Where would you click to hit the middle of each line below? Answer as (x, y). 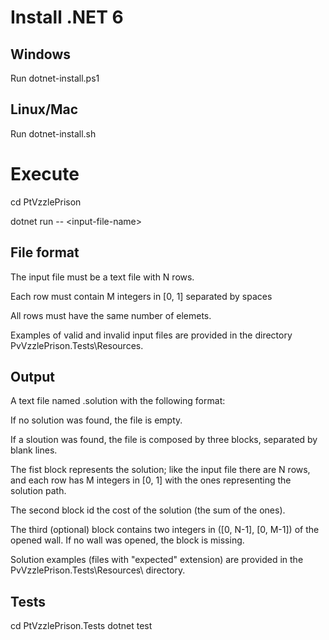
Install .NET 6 (67, 17)
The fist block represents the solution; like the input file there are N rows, (160, 470)
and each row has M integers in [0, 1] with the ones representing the (151, 480)
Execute (45, 174)
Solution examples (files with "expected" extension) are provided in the (157, 560)
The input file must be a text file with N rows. (102, 277)
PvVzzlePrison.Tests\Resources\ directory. (98, 570)
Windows (40, 54)
